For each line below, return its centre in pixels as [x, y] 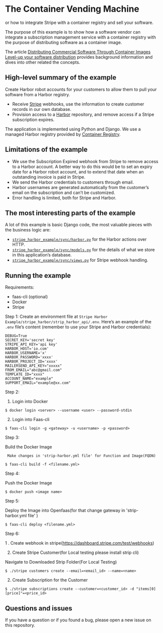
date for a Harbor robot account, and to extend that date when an [78, 171]
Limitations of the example [46, 150]
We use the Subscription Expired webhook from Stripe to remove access [85, 161]
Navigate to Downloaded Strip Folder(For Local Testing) [61, 562]
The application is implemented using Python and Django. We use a [73, 129]
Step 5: [12, 501]
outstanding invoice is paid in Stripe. [49, 177]
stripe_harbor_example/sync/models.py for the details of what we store [83, 250]
